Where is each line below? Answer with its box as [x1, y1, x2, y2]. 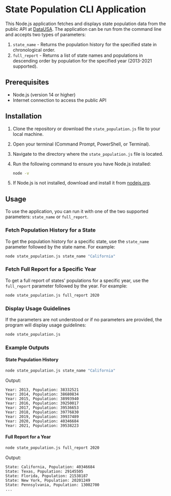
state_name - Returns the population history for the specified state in [12, 41, 157, 47]
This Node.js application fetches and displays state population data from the [5, 20, 166, 27]
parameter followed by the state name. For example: [5, 243, 116, 250]
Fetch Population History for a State [5, 226, 96, 234]
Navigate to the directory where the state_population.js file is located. [12, 151, 164, 157]
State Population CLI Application [5, 4, 146, 15]
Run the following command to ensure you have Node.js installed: [12, 160, 151, 167]
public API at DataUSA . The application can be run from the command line [5, 26, 162, 32]
